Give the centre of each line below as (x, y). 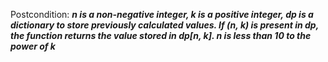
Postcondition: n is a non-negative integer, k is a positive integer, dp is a (162, 14)
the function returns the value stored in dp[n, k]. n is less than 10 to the (161, 35)
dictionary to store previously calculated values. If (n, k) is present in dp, (164, 25)
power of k (33, 46)
